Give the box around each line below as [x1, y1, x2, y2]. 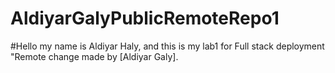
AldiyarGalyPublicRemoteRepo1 [10, 7, 280, 30]
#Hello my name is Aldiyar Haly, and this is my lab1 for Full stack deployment [10, 40, 325, 52]
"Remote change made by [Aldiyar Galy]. [10, 50, 179, 62]
